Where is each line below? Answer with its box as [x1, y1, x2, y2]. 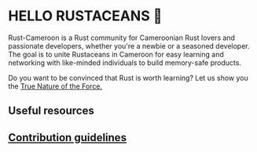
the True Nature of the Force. [8, 81, 103, 91]
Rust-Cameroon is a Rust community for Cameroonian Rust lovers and [8, 33, 236, 42]
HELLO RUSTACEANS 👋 [8, 7, 163, 25]
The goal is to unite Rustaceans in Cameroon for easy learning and [8, 49, 224, 59]
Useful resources [8, 104, 94, 118]
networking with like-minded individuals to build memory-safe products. [8, 58, 242, 67]
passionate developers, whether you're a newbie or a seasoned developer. [8, 41, 250, 50]
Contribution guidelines [8, 131, 127, 144]
